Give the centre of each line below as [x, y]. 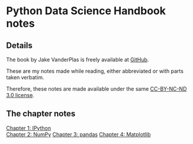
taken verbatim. [25, 77]
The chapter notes [41, 114]
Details [19, 45]
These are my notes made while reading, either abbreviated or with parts [95, 71]
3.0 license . [20, 95]
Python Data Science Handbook [86, 11]
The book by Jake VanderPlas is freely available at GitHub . [78, 60]
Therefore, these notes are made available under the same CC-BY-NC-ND [96, 89]
